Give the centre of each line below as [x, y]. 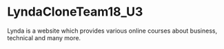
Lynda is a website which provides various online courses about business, [112, 31]
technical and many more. [44, 37]
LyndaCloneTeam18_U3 [75, 12]
